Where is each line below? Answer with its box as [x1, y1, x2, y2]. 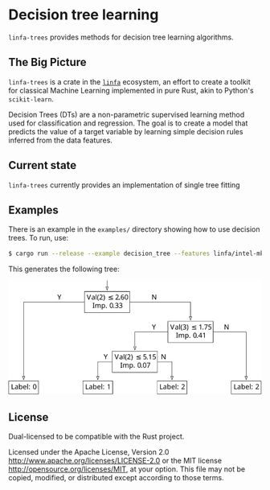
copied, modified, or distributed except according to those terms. [8, 472, 225, 482]
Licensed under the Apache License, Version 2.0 [8, 447, 170, 456]
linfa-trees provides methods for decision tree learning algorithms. [8, 32, 235, 42]
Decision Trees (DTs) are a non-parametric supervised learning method [8, 109, 245, 119]
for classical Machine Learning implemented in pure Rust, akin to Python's [8, 85, 255, 95]
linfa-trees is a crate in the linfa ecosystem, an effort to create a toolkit [8, 76, 251, 86]
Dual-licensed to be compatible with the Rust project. [8, 431, 185, 441]
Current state [8, 159, 77, 172]
